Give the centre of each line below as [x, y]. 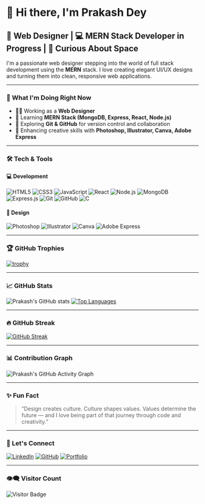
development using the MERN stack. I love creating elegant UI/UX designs [100, 69]
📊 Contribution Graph [40, 358]
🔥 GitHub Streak [31, 323]
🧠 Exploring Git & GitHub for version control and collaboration [93, 124]
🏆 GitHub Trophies [35, 248]
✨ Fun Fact [23, 395]
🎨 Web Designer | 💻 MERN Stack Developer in [95, 36]
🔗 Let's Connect [31, 443]
